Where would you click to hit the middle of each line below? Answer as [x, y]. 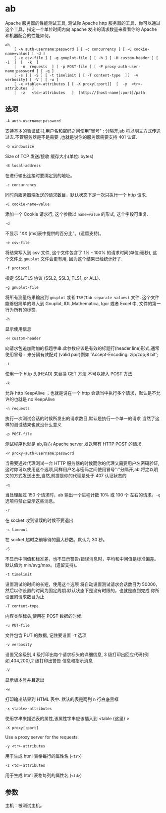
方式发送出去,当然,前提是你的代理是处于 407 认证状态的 [70, 476]
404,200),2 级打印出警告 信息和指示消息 [52, 660]
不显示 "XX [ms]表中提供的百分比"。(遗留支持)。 [55, 233]
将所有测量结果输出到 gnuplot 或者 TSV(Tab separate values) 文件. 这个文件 [82, 297]
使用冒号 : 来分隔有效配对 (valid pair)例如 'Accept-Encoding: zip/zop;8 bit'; [82, 354]
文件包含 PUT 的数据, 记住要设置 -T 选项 [46, 635]
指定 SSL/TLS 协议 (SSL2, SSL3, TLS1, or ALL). [53, 278]
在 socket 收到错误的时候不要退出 [39, 520]
